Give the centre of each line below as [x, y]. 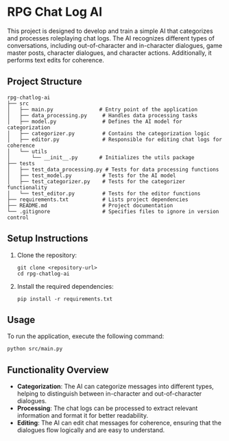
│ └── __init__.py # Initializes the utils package [101, 157]
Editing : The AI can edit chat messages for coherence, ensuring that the [119, 423]
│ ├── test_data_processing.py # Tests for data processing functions [113, 169]
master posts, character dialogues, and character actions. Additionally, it [109, 53]
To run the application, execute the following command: [86, 336]
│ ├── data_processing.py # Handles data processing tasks [102, 115]
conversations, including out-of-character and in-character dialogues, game [115, 45]
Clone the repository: [47, 255]
